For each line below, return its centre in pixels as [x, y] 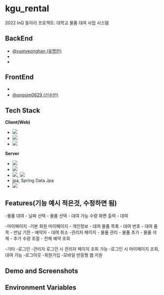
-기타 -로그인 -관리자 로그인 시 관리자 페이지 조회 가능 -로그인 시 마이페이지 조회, [82, 249]
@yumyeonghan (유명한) [37, 51]
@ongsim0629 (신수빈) [35, 95]
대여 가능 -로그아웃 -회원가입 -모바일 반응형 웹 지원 [54, 255]
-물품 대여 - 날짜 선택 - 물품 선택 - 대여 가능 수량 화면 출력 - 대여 [67, 216]
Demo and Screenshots [42, 271]
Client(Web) [18, 122]
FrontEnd [19, 77]
